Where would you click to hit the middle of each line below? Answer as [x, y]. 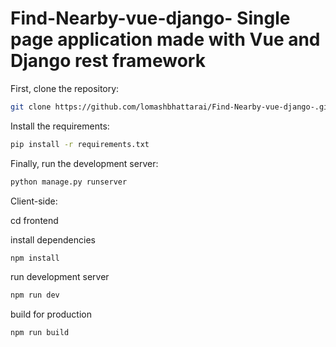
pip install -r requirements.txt [80, 144]
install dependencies [53, 239]
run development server [60, 277]
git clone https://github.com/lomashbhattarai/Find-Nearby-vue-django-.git [171, 107]
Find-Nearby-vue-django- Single [150, 18]
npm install [35, 258]
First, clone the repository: [65, 88]
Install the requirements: [60, 126]
